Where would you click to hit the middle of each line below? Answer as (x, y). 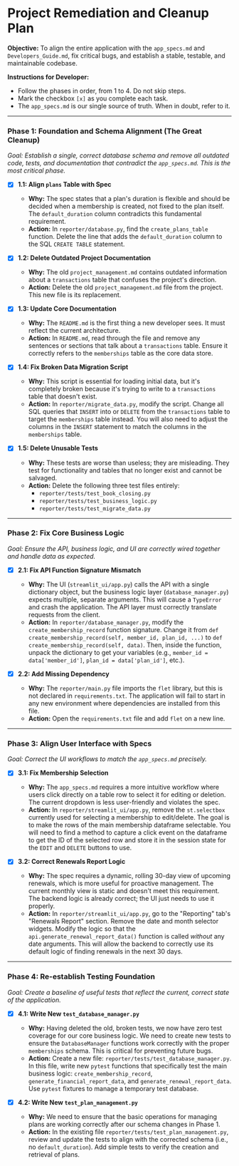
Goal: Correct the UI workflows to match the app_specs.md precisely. (107, 759)
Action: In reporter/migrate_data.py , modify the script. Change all (126, 404)
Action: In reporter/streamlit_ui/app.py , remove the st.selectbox (127, 810)
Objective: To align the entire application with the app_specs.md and (106, 48)
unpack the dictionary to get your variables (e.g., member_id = (118, 652)
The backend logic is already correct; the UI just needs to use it (121, 899)
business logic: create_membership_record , (90, 1073)
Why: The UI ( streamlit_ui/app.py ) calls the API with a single (119, 584)
